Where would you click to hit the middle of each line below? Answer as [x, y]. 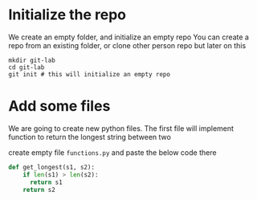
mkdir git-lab [32, 60]
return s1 [46, 182]
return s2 [39, 190]
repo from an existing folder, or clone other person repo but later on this [127, 45]
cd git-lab [27, 67]
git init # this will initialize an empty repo [90, 74]
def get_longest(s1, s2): [51, 167]
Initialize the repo [67, 15]
